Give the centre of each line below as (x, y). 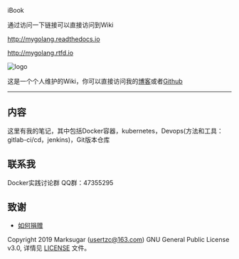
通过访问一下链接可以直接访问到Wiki (60, 25)
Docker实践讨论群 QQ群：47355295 (60, 182)
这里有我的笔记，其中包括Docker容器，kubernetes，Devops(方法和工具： (115, 131)
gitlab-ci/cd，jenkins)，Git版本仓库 (59, 139)
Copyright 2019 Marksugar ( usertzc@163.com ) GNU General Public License (118, 240)
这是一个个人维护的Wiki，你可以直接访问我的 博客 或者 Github (95, 81)
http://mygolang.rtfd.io (40, 53)
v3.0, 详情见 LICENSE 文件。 (49, 248)
